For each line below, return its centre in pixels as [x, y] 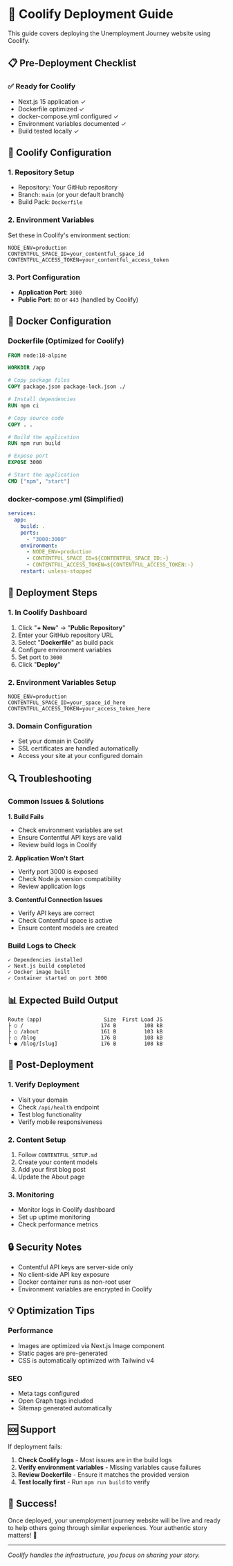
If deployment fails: [35, 1446]
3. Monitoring [31, 1195]
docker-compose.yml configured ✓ [68, 116]
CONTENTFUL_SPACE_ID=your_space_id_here [67, 702]
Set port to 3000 [40, 657]
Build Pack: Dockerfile [50, 202]
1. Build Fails [26, 816]
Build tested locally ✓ [48, 131]
